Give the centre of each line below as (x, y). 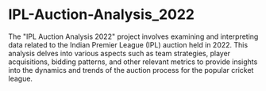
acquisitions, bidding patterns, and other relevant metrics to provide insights (133, 62)
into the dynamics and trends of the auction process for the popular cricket (131, 70)
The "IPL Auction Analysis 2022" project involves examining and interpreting (133, 36)
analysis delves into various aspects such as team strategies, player (120, 53)
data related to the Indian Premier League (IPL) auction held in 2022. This (128, 44)
